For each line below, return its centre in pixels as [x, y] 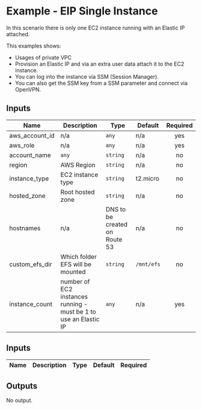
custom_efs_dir [31, 264]
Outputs [22, 386]
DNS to [116, 209]
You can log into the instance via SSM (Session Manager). [87, 76]
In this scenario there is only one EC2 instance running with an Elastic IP [96, 28]
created [117, 224]
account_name [30, 155]
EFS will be [76, 264]
